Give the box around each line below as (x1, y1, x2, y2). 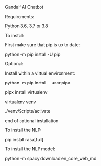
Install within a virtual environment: (5, 70, 76, 76)
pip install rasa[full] (5, 137, 44, 142)
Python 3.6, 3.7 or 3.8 (5, 23, 49, 29)
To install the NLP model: (5, 146, 55, 152)
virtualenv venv (5, 99, 36, 104)
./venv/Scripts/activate (5, 108, 51, 114)
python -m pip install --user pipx (5, 80, 71, 85)
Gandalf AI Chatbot (5, 4, 44, 10)
